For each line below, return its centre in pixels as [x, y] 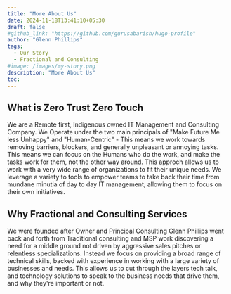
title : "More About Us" [42, 14]
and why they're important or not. [56, 283]
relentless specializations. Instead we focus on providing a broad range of [114, 253]
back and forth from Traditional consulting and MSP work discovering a [111, 238]
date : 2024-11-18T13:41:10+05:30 [56, 20]
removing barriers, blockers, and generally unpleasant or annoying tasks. [113, 147]
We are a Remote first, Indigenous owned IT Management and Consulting [113, 124]
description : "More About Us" [52, 72]
